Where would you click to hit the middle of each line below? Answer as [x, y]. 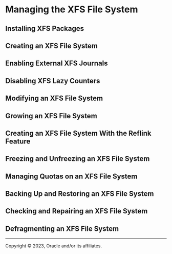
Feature [18, 141]
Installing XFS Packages [45, 29]
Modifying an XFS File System [54, 98]
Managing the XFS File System [72, 10]
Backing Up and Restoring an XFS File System [80, 194]
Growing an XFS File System [51, 116]
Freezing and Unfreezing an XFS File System [78, 159]
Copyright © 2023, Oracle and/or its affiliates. [54, 246]
